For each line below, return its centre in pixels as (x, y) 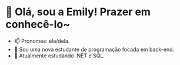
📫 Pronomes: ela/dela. (42, 41)
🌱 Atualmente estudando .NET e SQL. (59, 56)
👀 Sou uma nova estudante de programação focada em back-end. (94, 49)
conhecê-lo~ (38, 24)
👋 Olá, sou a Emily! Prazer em (78, 12)
